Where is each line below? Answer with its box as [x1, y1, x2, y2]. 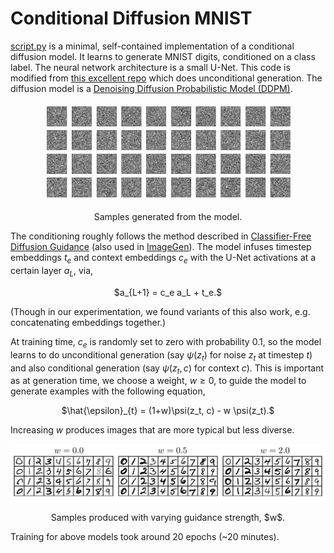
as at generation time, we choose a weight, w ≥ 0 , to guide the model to [10, 375, 307, 387]
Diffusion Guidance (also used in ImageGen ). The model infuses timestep [10, 241, 312, 253]
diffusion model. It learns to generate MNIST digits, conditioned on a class [10, 50, 316, 62]
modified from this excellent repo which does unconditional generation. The [10, 72, 323, 84]
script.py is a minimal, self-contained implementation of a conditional [10, 40, 295, 52]
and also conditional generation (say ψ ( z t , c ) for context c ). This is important [10, 362, 325, 376]
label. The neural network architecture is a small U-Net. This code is [10, 61, 291, 73]
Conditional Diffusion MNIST [10, 7, 253, 30]
